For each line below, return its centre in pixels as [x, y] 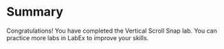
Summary [35, 12]
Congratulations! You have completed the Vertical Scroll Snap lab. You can [112, 31]
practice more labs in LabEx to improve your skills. [78, 37]
